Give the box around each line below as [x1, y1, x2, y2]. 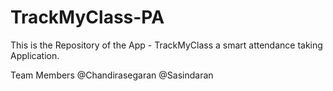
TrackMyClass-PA [10, 6, 165, 29]
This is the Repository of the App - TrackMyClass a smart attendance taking [10, 39, 323, 51]
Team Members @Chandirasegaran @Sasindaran [10, 69, 214, 81]
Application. [10, 49, 60, 61]
